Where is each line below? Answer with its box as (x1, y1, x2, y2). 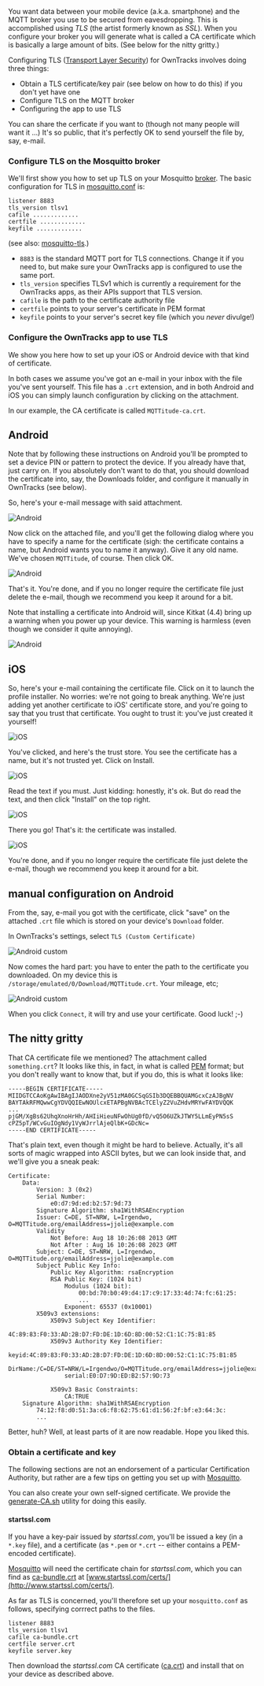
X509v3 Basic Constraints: (49, 1385, 139, 1393)
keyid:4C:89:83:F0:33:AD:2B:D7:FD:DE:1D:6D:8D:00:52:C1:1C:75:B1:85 (8, 1351, 237, 1359)
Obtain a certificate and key (8, 1447, 116, 1458)
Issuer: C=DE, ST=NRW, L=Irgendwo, (36, 1213, 153, 1221)
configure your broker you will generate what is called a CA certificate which (8, 31, 256, 41)
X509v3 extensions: (36, 1310, 101, 1317)
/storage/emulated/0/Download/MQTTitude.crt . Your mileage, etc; (8, 979, 218, 988)
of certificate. (8, 358, 53, 368)
